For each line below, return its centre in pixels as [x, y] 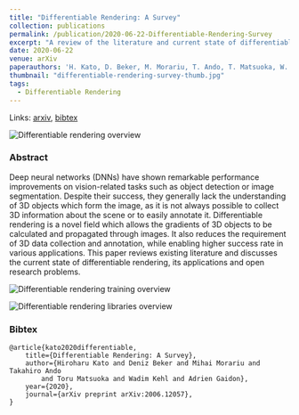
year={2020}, [49, 387]
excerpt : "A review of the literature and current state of [123, 42]
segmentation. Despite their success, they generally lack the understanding [148, 196]
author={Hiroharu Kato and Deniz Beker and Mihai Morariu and [143, 363]
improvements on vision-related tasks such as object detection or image [141, 186]
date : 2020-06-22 [41, 51]
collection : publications [57, 26]
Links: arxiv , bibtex [44, 118]
